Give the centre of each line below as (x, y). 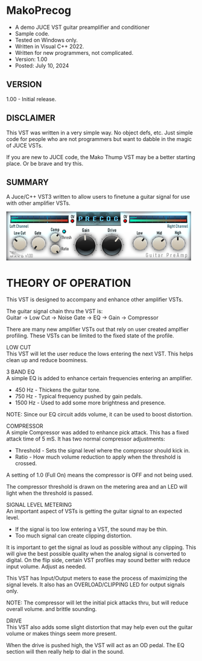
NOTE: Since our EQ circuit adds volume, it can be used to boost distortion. (99, 415)
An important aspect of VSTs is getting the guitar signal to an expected (94, 511)
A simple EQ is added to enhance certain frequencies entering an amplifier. (99, 378)
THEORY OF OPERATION (69, 283)
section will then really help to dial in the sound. (65, 652)
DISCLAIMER (31, 118)
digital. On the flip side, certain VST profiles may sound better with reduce (98, 560)
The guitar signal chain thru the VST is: (55, 312)
